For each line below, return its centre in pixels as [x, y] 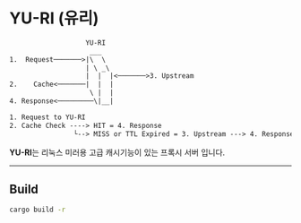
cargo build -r [38, 210]
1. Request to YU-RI [48, 117]
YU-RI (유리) [54, 18]
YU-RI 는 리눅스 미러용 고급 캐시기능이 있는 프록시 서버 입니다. [117, 152]
